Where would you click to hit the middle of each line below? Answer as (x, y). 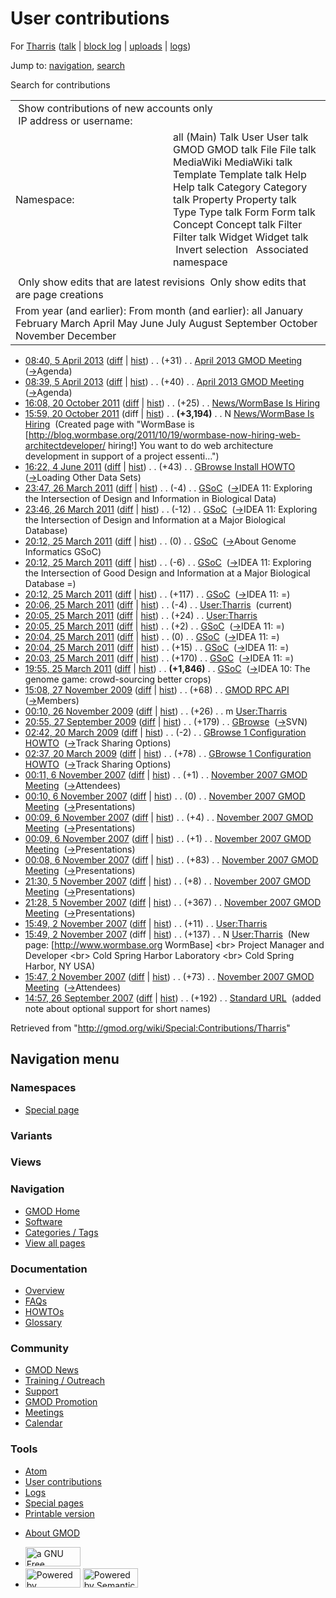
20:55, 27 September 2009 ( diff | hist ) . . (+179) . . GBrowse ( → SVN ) (166, 721)
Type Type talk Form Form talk (244, 212)
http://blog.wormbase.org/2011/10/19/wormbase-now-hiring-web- (164, 434)
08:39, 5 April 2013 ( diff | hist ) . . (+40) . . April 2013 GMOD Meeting (164, 381)
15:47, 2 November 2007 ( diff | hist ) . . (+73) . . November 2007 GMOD (169, 976)
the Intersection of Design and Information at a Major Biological (155, 519)
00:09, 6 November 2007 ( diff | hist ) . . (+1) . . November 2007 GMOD (168, 838)
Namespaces (43, 1088)
